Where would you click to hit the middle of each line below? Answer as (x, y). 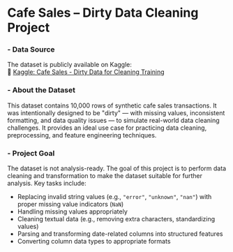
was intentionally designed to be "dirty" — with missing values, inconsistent (116, 112)
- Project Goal (31, 153)
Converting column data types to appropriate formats (94, 242)
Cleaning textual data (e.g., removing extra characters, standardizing (116, 219)
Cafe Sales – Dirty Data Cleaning (103, 13)
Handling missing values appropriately (72, 212)
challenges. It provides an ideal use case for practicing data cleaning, (107, 128)
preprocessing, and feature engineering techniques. (82, 135)
